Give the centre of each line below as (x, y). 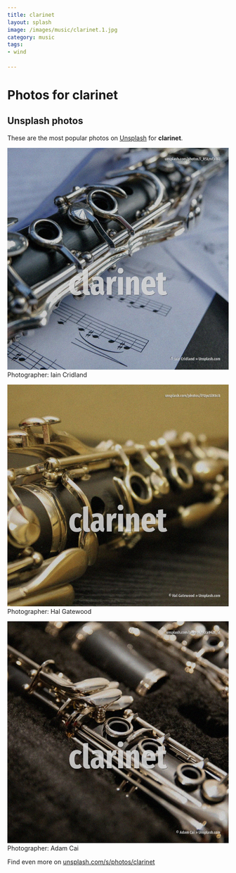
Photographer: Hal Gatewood (50, 611)
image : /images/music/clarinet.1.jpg (63, 30)
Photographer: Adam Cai (43, 848)
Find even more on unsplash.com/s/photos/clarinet (81, 862)
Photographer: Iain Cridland (47, 375)
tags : (15, 45)
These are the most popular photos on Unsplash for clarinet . (95, 138)
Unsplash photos (45, 121)
